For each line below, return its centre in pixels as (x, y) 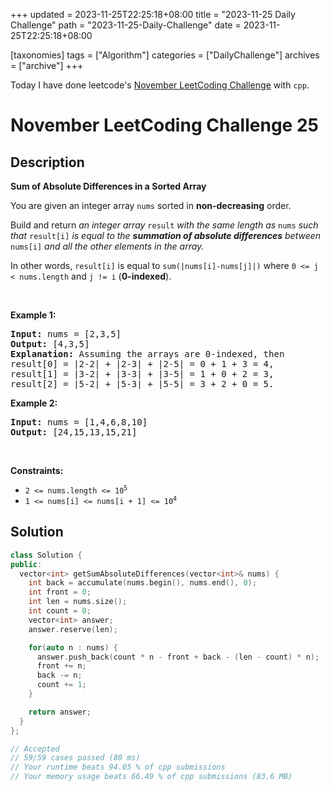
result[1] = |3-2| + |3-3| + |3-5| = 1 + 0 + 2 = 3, (142, 374)
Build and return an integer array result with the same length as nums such (164, 225)
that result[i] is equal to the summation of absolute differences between (166, 235)
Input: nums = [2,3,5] (66, 334)
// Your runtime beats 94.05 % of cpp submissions (118, 767)
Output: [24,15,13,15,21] (74, 432)
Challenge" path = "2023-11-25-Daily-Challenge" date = (126, 25)
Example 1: (33, 315)
